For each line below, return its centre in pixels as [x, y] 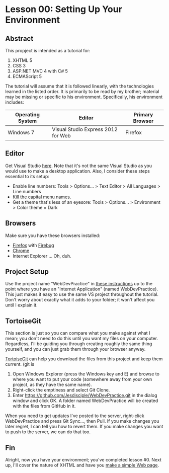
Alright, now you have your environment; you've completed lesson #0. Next [83, 460]
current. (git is [20, 364]
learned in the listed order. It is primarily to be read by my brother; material [82, 91]
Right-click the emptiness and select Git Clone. [61, 390]
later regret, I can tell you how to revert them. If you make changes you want [84, 427]
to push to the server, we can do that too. [48, 432]
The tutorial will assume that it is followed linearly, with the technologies [80, 86]
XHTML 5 [22, 60]
